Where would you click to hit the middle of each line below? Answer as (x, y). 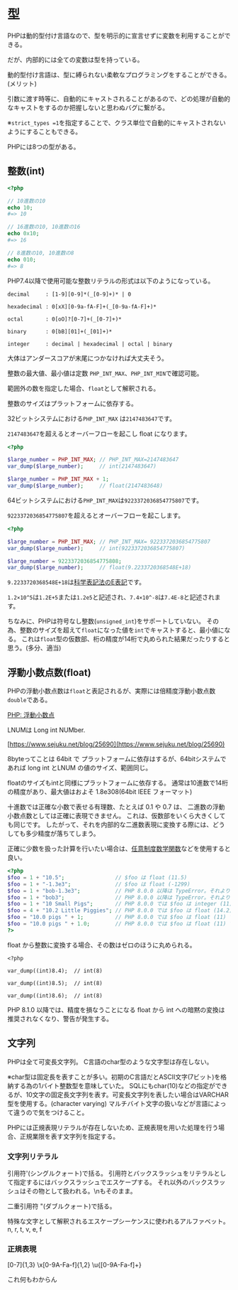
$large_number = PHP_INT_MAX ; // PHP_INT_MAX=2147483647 (93, 460)
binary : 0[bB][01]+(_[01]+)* (60, 331)
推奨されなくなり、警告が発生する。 (60, 1018)
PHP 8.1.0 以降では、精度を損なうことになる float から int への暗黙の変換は (116, 1009)
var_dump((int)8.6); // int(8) (55, 996)
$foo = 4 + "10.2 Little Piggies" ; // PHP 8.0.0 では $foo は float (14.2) (120, 910)
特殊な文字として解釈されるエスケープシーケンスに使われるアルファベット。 (118, 1221)
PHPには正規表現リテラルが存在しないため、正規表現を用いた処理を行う (113, 1127)
